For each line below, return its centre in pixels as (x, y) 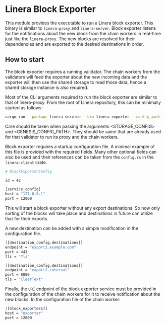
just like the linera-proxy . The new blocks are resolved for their (70, 39)
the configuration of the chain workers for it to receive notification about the (83, 294)
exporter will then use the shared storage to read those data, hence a (76, 82)
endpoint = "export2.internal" (37, 270)
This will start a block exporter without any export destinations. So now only (83, 208)
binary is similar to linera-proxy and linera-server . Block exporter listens (81, 28)
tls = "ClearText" (24, 279)
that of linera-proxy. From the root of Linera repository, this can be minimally (83, 102)
